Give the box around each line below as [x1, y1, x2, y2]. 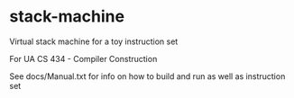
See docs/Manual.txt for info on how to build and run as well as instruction [9, 70, 286, 82]
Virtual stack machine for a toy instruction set [9, 36, 179, 47]
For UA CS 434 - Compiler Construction [9, 53, 158, 64]
